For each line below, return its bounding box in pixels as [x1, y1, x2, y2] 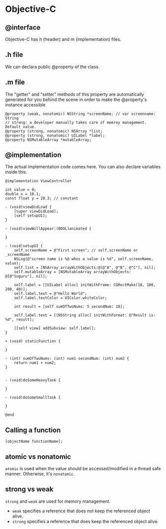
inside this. [5, 169, 27, 175]
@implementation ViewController [5, 179, 72, 184]
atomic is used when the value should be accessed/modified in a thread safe [5, 466, 161, 472]
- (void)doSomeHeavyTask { [5, 378, 61, 383]
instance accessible [5, 101, 46, 107]
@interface [5, 23, 41, 32]
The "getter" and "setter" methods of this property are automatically [5, 91, 144, 97]
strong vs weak [5, 485, 53, 493]
